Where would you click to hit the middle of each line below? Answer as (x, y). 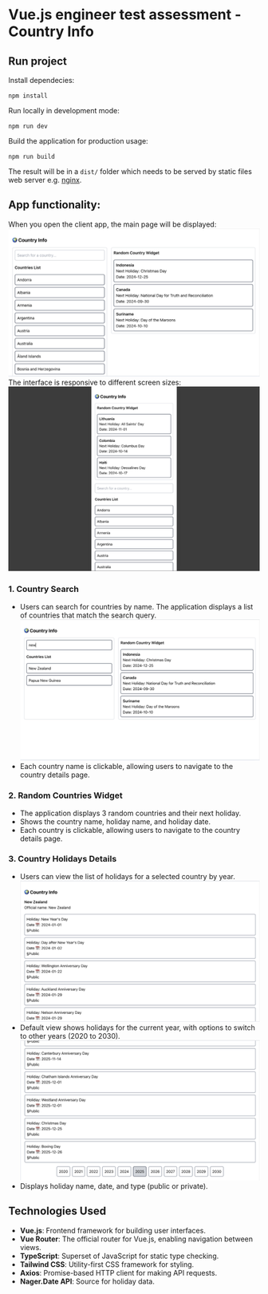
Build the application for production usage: (79, 141)
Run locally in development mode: (64, 110)
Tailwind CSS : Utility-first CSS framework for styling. (107, 1264)
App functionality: (55, 205)
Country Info (51, 32)
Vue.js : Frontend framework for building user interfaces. (112, 1230)
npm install (28, 96)
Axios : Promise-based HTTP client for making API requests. (118, 1272)
